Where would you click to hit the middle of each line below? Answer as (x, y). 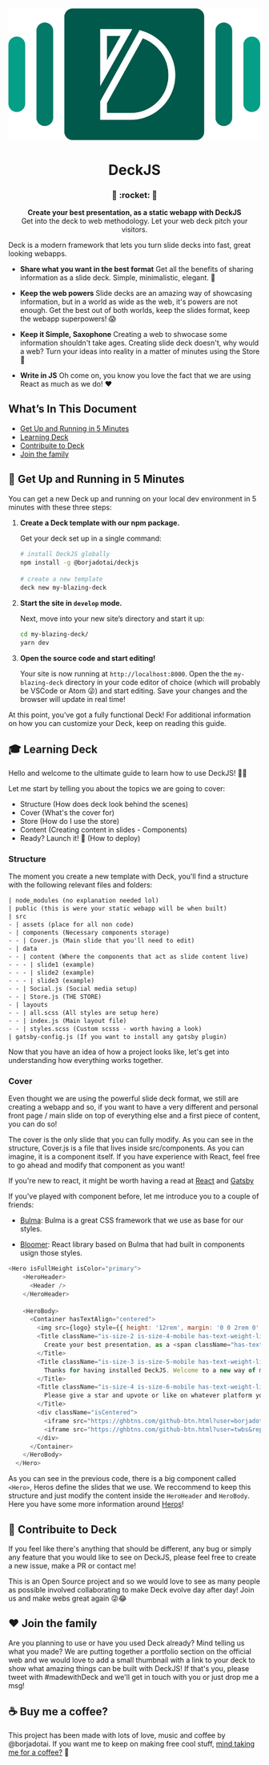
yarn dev (34, 643)
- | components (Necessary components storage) (89, 932)
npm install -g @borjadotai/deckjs (79, 562)
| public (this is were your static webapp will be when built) (118, 908)
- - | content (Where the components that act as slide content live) (128, 956)
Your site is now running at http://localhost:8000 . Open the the (126, 673)
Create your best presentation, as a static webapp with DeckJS (134, 213)
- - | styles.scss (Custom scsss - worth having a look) (105, 1029)
